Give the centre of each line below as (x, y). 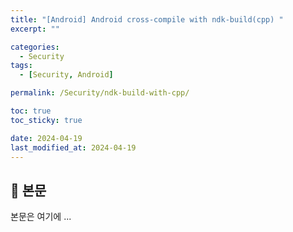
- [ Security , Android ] (66, 75)
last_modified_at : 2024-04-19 (73, 147)
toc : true (31, 111)
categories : (35, 47)
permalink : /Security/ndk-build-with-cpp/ (100, 93)
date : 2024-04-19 (46, 138)
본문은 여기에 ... (41, 217)
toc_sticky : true (46, 120)
